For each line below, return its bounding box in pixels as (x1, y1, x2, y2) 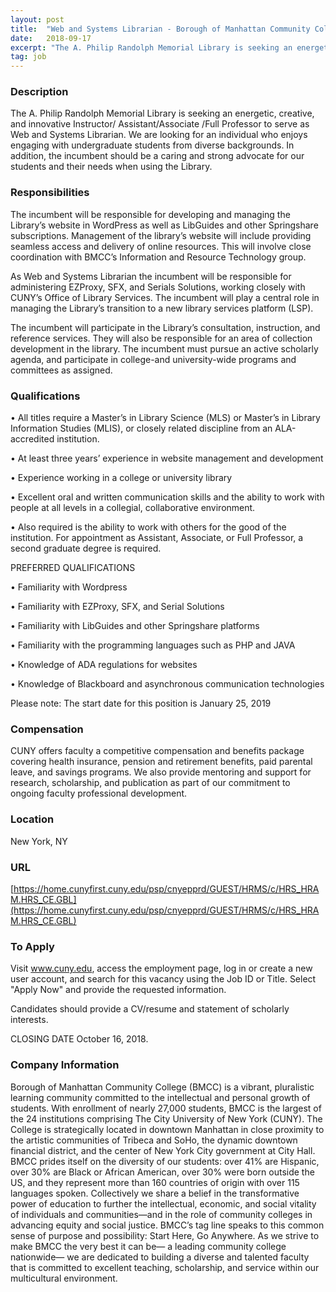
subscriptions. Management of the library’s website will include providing (10, 229, 312, 241)
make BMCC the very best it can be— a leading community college (10, 1240, 287, 1252)
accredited (10, 433, 55, 445)
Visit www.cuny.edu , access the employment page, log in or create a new (10, 962, 313, 975)
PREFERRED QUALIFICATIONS (10, 562, 136, 574)
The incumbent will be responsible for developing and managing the (10, 208, 291, 220)
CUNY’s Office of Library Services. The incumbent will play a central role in (10, 291, 320, 303)
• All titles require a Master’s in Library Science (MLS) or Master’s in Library (10, 412, 321, 424)
